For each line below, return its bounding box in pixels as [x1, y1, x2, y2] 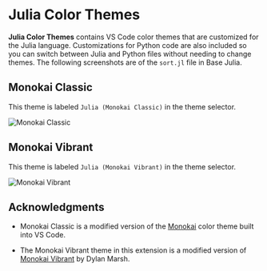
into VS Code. [19, 230, 66, 240]
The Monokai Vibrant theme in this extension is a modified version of [19, 245, 247, 255]
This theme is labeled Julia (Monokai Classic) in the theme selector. [8, 102, 237, 111]
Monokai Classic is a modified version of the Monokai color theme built [19, 221, 254, 231]
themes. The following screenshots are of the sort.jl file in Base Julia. [8, 58, 242, 67]
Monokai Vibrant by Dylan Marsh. [19, 254, 130, 264]
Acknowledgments [8, 200, 106, 213]
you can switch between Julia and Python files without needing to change [8, 49, 252, 58]
